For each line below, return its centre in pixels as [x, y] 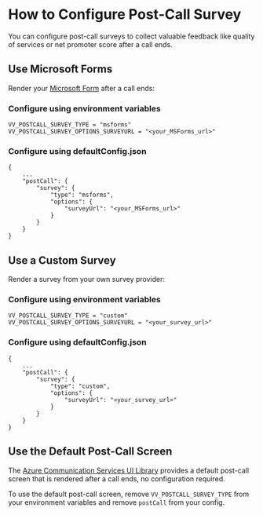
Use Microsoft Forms [60, 69]
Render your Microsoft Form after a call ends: [82, 88]
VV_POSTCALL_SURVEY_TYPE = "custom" [68, 316]
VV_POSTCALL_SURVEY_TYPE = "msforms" [70, 125]
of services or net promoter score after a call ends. [90, 44]
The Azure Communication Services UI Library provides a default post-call [129, 470]
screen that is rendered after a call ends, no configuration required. [117, 478]
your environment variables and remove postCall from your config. [117, 502]
